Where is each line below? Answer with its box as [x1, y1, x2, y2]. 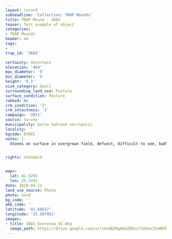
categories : [5, 27, 31, 32]
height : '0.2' [5, 79, 36, 84]
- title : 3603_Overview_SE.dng [5, 221, 72, 226]
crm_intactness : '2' [5, 107, 50, 113]
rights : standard [5, 155, 42, 160]
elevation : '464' [5, 65, 42, 70]
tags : [5, 41, 17, 46]
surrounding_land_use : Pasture [5, 88, 72, 94]
